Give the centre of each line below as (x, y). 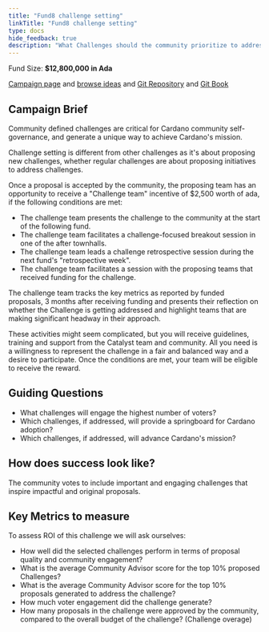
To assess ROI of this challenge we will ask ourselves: (97, 536)
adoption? (36, 429)
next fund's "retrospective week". (75, 260)
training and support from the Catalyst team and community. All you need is (133, 342)
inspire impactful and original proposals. (74, 491)
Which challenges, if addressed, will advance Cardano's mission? (128, 438)
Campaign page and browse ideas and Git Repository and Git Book (118, 84)
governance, (29, 136)
